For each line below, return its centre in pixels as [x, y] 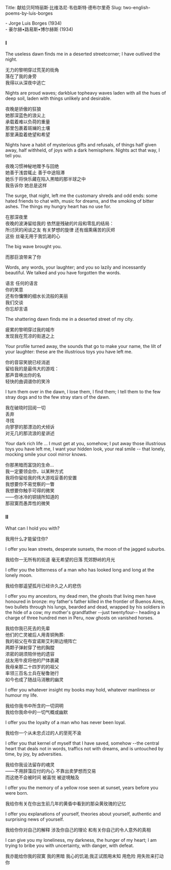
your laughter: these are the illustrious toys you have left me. [69, 352]
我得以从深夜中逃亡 [26, 83]
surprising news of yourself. [35, 819]
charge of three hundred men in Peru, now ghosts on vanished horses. [80, 618]
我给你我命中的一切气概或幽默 [36, 712]
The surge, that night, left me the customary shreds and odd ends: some [81, 195]
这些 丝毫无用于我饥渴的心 [33, 236]
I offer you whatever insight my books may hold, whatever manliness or [80, 689]
